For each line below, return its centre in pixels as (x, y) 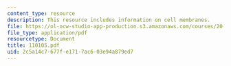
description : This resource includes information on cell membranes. (109, 20)
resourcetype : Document (41, 39)
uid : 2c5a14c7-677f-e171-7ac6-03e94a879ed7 (70, 52)
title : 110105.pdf (33, 45)
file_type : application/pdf (47, 33)
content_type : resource (41, 13)
